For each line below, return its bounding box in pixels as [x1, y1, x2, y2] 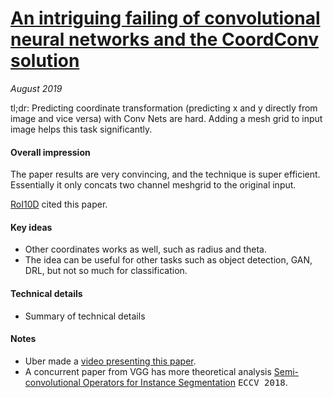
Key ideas [10, 221, 53, 233]
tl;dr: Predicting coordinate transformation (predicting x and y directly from [10, 102, 318, 114]
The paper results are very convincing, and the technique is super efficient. [10, 168, 321, 181]
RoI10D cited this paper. [10, 198, 108, 211]
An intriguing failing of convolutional [10, 7, 321, 30]
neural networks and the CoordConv [10, 28, 320, 51]
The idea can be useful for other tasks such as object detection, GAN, [24, 254, 313, 266]
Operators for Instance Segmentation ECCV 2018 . [82, 376, 288, 388]
